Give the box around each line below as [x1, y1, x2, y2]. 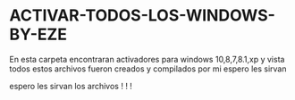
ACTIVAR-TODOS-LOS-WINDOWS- [9, 5, 275, 26]
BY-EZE [9, 24, 67, 45]
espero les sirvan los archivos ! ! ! [9, 80, 132, 91]
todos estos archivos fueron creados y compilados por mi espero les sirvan [9, 63, 287, 74]
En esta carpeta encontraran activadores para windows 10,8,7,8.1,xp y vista [9, 54, 285, 64]
